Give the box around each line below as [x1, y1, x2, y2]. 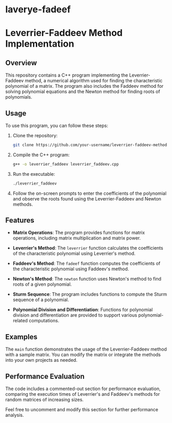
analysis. [5, 412, 24, 418]
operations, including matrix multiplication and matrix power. [12, 235, 141, 241]
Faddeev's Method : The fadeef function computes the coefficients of [12, 261, 161, 267]
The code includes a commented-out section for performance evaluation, [5, 385, 161, 392]
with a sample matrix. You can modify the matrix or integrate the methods [5, 352, 161, 358]
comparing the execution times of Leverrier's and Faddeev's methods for [5, 391, 160, 397]
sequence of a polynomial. [12, 297, 69, 303]
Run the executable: [12, 171, 55, 177]
